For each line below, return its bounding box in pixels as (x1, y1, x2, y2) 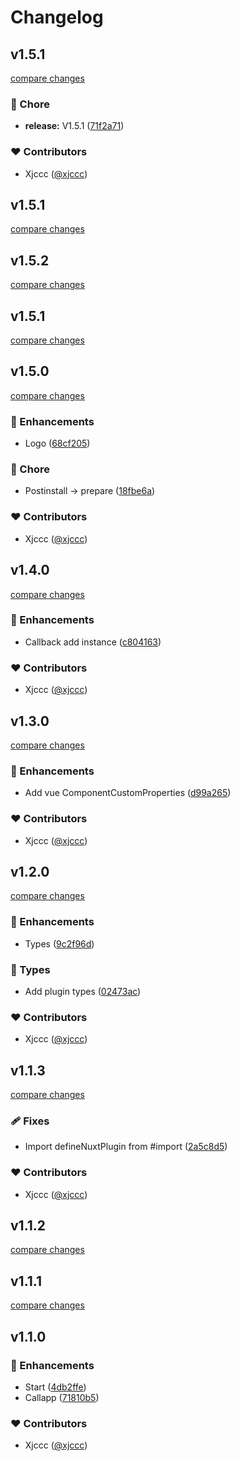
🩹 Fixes (10, 1114, 50, 1128)
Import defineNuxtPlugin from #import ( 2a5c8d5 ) (24, 1141, 228, 1153)
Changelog (10, 6, 104, 29)
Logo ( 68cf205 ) (24, 437, 91, 450)
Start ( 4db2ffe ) (24, 1381, 87, 1393)
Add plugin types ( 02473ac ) (24, 985, 142, 997)
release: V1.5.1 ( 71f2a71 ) (24, 120, 125, 132)
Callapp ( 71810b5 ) (24, 1391, 100, 1403)
